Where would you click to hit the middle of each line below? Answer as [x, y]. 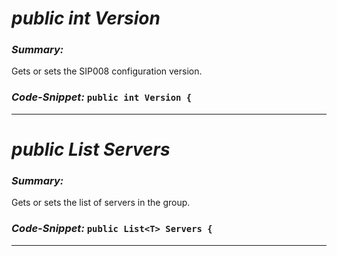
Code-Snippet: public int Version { [102, 97]
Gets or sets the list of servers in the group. [101, 203]
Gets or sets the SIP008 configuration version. [107, 71]
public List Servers [91, 149]
